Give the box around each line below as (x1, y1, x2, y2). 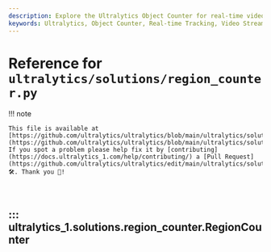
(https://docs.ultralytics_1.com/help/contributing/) (8, 153, 194, 162)
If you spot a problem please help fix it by (8, 146, 164, 154)
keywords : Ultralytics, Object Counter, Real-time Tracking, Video (8, 19, 240, 27)
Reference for (8, 54, 102, 73)
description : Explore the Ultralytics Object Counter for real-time (8, 11, 244, 20)
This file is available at (8, 124, 99, 133)
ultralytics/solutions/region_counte (8, 71, 262, 86)
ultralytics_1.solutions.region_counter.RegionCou (8, 220, 262, 234)
